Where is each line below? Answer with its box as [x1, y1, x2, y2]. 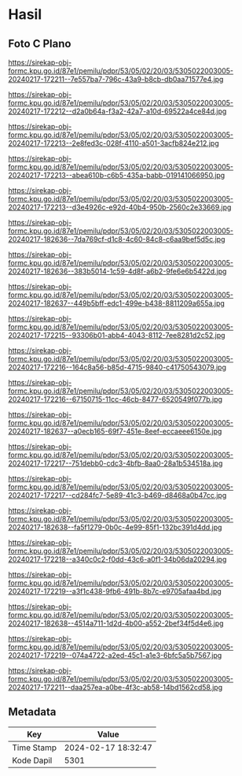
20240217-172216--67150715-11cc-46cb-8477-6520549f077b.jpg [8, 395, 222, 403]
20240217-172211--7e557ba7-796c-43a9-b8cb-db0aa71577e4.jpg [8, 75, 224, 84]
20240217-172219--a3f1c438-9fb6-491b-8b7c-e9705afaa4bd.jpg [8, 587, 222, 596]
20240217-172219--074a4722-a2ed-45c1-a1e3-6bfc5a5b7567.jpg [8, 651, 222, 659]
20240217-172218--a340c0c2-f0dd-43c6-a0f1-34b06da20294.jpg [8, 555, 227, 564]
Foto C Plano [8, 37, 71, 50]
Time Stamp [12, 742, 57, 753]
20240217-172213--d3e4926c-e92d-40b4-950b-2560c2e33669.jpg [8, 202, 232, 212]
